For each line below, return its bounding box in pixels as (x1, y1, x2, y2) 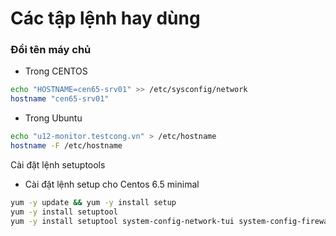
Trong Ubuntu (24, 112, 83, 124)
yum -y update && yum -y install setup (10, 197, 177, 207)
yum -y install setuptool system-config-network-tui (10, 216, 235, 226)
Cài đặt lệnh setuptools (10, 158, 106, 171)
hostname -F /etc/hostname (10, 141, 123, 151)
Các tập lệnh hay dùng (10, 7, 201, 30)
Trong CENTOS (24, 65, 88, 77)
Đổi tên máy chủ (10, 43, 92, 57)
